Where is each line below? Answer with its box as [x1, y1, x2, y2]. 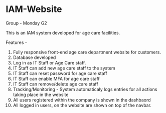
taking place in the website [13, 91, 69, 97]
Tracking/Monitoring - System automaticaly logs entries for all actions [13, 86, 157, 92]
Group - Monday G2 [6, 20, 47, 26]
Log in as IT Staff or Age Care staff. [13, 59, 86, 65]
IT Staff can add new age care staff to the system [13, 65, 116, 71]
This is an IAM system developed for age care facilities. [6, 29, 120, 35]
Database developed [13, 54, 56, 60]
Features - [6, 39, 27, 45]
